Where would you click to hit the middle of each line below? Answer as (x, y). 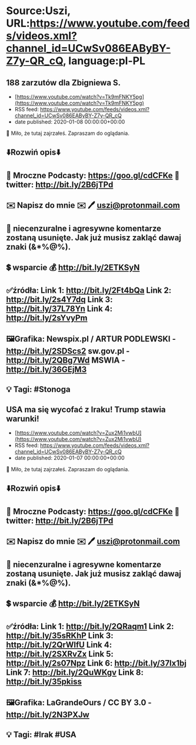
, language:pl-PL (104, 61)
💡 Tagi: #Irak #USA (41, 735)
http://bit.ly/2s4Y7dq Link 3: (59, 299)
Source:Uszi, (38, 11)
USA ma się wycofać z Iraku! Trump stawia (86, 410)
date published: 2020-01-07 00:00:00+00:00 (69, 458)
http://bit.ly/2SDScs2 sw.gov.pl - (68, 351)
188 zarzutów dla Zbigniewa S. (64, 83)
